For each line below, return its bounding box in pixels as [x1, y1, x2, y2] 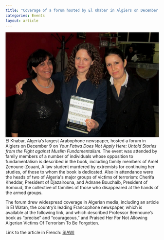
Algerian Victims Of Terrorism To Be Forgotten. [5, 220, 99, 226]
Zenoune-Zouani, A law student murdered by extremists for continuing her [5, 164, 155, 170]
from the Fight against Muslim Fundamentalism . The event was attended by [5, 148, 158, 154]
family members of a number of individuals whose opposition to [5, 153, 133, 159]
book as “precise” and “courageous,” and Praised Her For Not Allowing [5, 215, 148, 221]
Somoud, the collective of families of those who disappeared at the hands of [5, 185, 159, 191]
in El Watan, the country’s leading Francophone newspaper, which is [5, 204, 143, 210]
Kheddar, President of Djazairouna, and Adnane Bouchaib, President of [5, 179, 148, 185]
